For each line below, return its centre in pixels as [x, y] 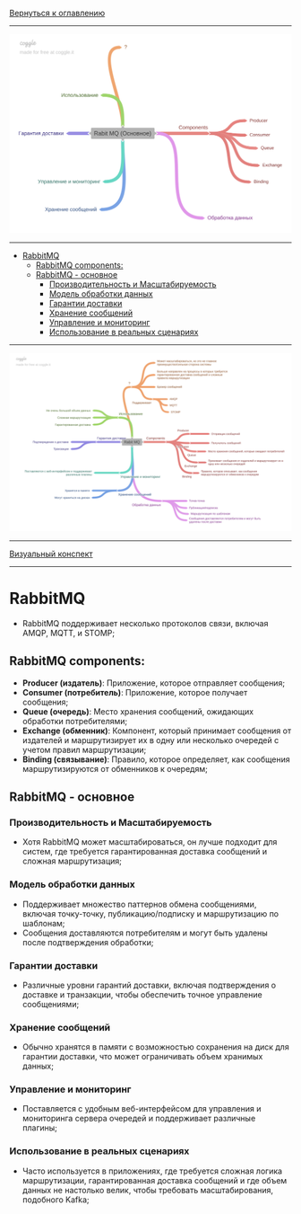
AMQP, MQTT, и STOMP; [68, 633]
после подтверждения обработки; [88, 942]
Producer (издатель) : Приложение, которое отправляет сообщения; [153, 683]
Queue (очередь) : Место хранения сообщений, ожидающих [138, 711]
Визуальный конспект [51, 554]
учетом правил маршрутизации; [84, 749]
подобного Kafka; [56, 1200]
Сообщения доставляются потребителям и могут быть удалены [145, 933]
